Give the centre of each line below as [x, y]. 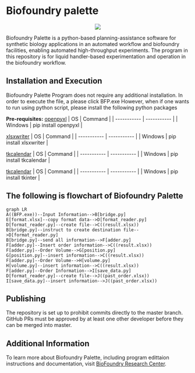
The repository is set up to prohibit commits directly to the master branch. [95, 313]
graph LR [17, 209]
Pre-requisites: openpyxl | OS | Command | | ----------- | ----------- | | [92, 118]
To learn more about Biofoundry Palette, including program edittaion [88, 358]
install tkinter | [23, 177]
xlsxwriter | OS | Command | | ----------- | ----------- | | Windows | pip [91, 136]
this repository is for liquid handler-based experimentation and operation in [96, 56]
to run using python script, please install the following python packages [92, 107]
